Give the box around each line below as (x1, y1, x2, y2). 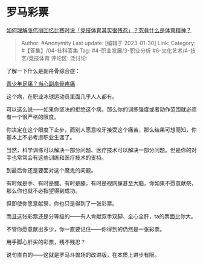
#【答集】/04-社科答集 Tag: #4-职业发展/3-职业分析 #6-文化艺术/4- (21, 46, 191, 54)
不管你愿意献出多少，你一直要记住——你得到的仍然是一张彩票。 (6, 225, 165, 233)
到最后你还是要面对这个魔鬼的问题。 (6, 166, 97, 174)
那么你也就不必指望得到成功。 (6, 187, 80, 194)
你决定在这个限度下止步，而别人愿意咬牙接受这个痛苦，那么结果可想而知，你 (6, 126, 197, 133)
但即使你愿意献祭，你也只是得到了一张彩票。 (6, 200, 118, 207)
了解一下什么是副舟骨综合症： (6, 67, 80, 74)
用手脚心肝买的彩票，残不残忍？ (6, 238, 86, 245)
